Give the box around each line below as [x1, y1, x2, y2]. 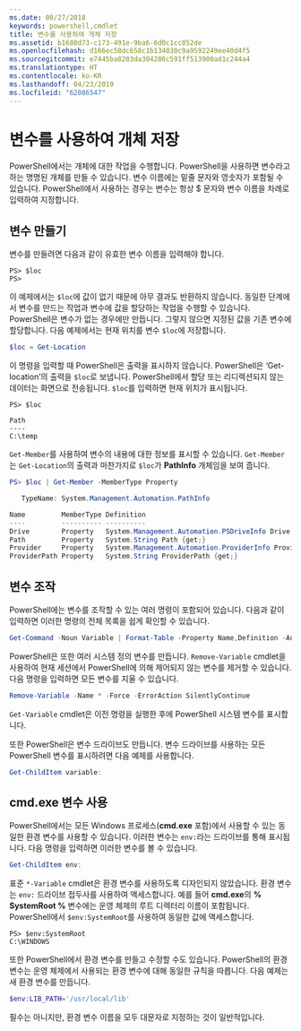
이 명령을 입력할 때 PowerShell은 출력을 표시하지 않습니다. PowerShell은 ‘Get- [9, 360, 285, 371]
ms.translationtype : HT [9, 64, 99, 73]
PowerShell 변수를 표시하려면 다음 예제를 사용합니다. [9, 749, 194, 760]
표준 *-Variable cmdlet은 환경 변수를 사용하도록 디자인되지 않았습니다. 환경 [9, 878, 276, 888]
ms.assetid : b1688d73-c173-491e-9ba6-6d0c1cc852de [9, 38, 202, 48]
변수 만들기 [9, 223, 67, 238]
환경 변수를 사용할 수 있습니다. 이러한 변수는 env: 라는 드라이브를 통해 [25, 831, 267, 843]
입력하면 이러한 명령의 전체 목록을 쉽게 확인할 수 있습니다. [9, 615, 211, 626]
